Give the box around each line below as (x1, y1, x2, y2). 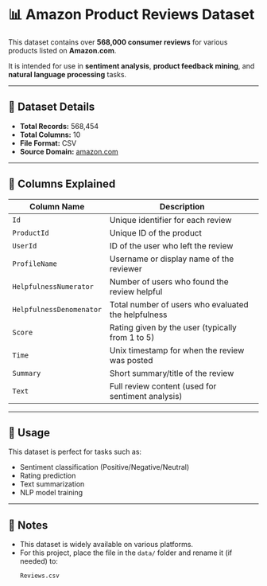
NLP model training (19, 488, 83, 498)
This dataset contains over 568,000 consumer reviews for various (8, 37, 228, 47)
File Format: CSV (19, 138, 77, 147)
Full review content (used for (110, 381, 217, 392)
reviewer (110, 263, 142, 274)
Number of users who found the (110, 275, 229, 287)
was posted (110, 354, 153, 365)
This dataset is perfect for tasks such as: (8, 447, 141, 457)
